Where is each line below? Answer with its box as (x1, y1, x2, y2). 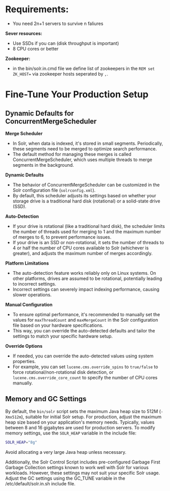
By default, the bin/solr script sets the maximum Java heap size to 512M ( (5, 408, 161, 414)
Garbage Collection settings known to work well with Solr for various (5, 464, 149, 470)
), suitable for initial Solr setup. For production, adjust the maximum (21, 414, 162, 420)
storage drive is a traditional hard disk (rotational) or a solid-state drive (12, 198, 161, 204)
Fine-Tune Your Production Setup (5, 89, 149, 100)
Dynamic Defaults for (5, 109, 74, 118)
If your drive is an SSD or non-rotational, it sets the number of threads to (12, 239, 164, 245)
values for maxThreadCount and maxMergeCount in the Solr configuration (12, 317, 158, 323)
